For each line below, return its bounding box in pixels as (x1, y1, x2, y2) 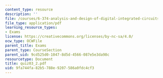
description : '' (5, 12, 38, 16)
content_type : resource (5, 7, 53, 12)
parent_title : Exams (5, 43, 47, 48)
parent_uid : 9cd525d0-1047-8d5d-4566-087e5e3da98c (5, 52, 110, 57)
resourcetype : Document (5, 57, 53, 62)
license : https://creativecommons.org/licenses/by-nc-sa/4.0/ (5, 34, 133, 39)
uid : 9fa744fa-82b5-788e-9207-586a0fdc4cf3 (5, 66, 95, 71)
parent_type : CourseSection (5, 47, 62, 52)
